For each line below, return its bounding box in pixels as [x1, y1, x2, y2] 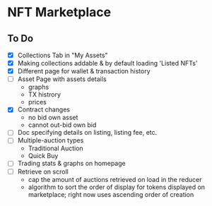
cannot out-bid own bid [28, 121, 97, 129]
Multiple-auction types [17, 136, 84, 145]
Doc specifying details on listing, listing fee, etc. [17, 128, 158, 137]
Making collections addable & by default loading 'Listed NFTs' [17, 59, 198, 68]
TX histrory [28, 90, 61, 99]
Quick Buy [28, 152, 59, 160]
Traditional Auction [28, 144, 83, 152]
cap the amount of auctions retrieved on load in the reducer [28, 175, 202, 183]
